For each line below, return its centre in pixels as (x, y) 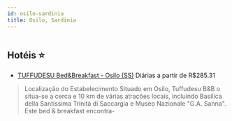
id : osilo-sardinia (36, 14)
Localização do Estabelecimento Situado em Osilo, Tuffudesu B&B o (122, 89)
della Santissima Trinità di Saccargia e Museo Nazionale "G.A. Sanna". (125, 104)
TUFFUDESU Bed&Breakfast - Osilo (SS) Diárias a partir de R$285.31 (116, 75)
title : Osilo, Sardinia (42, 20)
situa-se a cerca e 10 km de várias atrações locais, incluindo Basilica (123, 96)
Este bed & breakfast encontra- (70, 111)
